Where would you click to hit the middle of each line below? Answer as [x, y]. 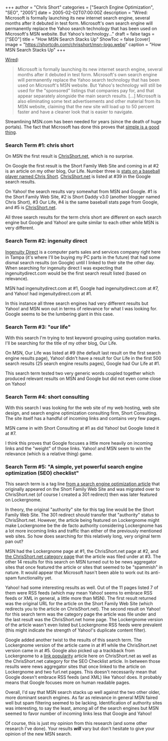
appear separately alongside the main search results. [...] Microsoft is [89, 96]
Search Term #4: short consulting [47, 397]
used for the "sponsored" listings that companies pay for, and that [86, 90]
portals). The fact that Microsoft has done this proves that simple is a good [82, 127]
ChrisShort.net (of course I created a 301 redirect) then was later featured [81, 495]
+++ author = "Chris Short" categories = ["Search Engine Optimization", [79, 7]
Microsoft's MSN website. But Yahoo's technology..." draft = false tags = [80, 34]
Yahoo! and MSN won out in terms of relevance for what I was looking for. [81, 308]
